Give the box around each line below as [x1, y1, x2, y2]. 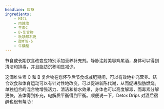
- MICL [14, 16, 27, 21]
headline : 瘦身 [5, 7, 35, 12]
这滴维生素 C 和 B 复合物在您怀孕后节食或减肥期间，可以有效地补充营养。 [5, 74, 153, 80]
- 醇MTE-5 [14, 39, 33, 44]
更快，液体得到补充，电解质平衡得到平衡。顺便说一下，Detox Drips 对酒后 [5, 92, 154, 98]
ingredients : [5, 12, 32, 17]
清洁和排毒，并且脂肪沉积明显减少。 [5, 64, 78, 69]
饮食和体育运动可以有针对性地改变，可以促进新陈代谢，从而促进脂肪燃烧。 [9, 80, 159, 86]
